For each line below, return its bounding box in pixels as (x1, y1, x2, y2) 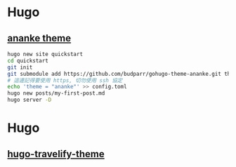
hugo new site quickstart (7, 51, 83, 58)
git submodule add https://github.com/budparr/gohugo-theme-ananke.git (7, 70, 221, 77)
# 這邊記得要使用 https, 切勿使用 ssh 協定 (7, 76, 123, 84)
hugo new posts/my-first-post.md (7, 90, 105, 97)
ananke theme (7, 32, 72, 44)
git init (7, 64, 33, 71)
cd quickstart (7, 57, 49, 64)
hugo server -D (7, 96, 52, 104)
